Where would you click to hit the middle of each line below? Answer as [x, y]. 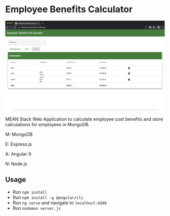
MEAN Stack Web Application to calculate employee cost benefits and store [84, 119]
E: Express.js [18, 144]
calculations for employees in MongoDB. [48, 124]
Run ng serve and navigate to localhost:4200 [60, 203]
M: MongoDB [19, 134]
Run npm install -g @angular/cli [48, 197]
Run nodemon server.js [36, 208]
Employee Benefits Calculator [69, 9]
